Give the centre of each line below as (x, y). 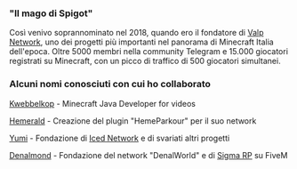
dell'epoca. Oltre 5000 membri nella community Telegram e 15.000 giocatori (149, 52)
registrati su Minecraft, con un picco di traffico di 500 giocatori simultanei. (145, 61)
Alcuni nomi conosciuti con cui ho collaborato (110, 84)
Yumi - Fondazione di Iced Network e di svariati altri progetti (120, 138)
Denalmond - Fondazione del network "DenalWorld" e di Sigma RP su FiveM (148, 155)
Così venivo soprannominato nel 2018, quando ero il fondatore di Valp (136, 33)
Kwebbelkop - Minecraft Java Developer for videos (102, 103)
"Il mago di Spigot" (51, 13)
